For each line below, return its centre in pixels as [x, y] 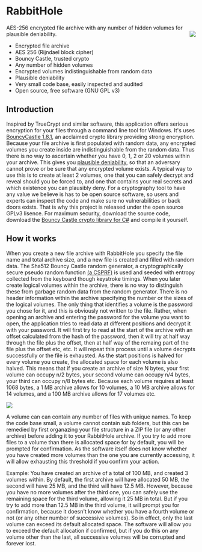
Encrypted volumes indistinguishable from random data [84, 71]
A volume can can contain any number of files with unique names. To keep [99, 417]
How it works [31, 239]
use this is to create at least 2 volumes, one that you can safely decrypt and [100, 175]
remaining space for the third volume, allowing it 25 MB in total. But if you [97, 498]
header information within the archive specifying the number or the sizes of [100, 298]
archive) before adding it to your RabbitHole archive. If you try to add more [99, 436]
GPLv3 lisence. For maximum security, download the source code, [88, 213]
